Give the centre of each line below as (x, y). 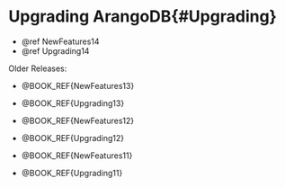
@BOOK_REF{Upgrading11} (72, 173)
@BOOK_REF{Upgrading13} (73, 103)
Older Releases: (38, 68)
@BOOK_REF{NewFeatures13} (78, 85)
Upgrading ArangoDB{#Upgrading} (143, 17)
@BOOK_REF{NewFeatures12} (78, 120)
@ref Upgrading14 (55, 50)
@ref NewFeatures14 (60, 41)
